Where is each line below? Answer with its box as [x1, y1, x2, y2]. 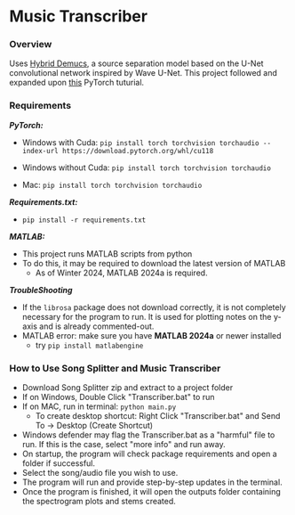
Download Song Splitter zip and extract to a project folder [21, 382, 234, 393]
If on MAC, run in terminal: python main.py [21, 401, 177, 412]
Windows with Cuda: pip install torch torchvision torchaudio [21, 136, 259, 148]
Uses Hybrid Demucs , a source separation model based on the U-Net [9, 58, 264, 69]
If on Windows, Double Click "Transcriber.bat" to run [21, 392, 215, 403]
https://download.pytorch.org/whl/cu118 [61, 146, 214, 155]
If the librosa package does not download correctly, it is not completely [21, 301, 286, 313]
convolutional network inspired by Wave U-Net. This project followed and [9, 68, 278, 78]
